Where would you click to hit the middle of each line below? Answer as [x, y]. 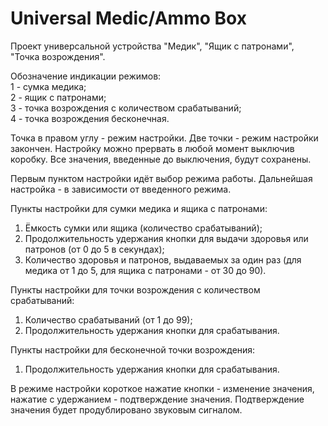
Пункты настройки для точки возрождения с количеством [135, 289]
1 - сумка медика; [48, 86]
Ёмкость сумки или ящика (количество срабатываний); [143, 228]
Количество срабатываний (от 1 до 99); [108, 319]
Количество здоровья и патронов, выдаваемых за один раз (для [163, 259]
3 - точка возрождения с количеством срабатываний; [126, 108]
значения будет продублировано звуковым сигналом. [126, 409]
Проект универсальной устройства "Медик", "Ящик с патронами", [152, 46]
